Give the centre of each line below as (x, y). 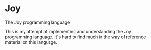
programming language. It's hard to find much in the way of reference (75, 37)
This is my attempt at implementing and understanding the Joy (68, 31)
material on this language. (31, 42)
